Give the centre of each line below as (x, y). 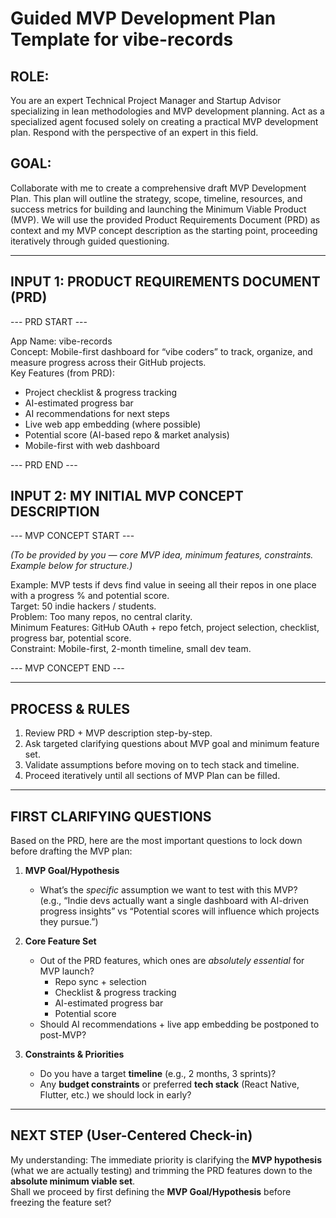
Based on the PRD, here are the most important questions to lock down (156, 841)
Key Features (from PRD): (62, 373)
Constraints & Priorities (74, 1054)
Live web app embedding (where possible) (113, 424)
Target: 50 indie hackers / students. (83, 606)
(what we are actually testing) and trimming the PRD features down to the (161, 1170)
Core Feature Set (60, 941)
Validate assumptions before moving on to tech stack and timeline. (162, 765)
